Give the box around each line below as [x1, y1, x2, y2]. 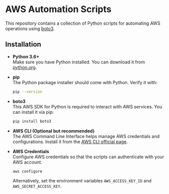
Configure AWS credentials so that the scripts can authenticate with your [12, 154, 164, 160]
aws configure [12, 169, 42, 174]
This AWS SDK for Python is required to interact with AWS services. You [12, 103, 162, 109]
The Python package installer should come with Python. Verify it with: [12, 79, 157, 85]
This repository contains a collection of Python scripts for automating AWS [5, 20, 160, 26]
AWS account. [12, 159, 42, 165]
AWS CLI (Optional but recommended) [12, 127, 95, 134]
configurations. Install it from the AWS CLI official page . [12, 139, 128, 145]
